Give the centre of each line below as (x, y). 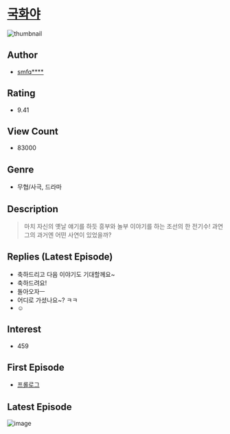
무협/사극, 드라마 (39, 187)
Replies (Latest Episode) (60, 257)
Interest (24, 329)
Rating (21, 93)
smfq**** (30, 71)
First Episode (36, 368)
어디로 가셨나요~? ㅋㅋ (47, 300)
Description (33, 209)
